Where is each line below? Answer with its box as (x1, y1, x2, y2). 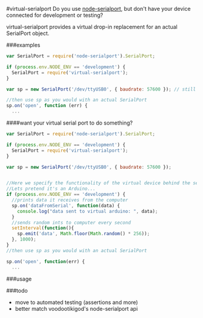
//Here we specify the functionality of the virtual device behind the (6, 180, 190, 186)
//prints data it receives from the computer (11, 197, 129, 203)
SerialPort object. (6, 30, 50, 37)
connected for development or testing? (6, 11, 103, 19)
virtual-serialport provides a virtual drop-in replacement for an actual (6, 24, 178, 30)
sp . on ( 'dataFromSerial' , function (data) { (11, 203, 120, 209)
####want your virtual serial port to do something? (6, 119, 133, 126)
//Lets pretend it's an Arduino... (6, 186, 96, 192)
